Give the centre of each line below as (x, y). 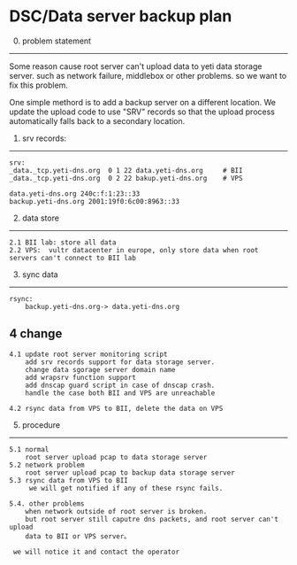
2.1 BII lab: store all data (63, 242)
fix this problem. (39, 85)
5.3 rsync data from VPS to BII (69, 480)
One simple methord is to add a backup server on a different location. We (143, 102)
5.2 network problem (47, 465)
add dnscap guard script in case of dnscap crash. (120, 385)
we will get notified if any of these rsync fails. (126, 488)
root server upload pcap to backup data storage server (130, 472)
